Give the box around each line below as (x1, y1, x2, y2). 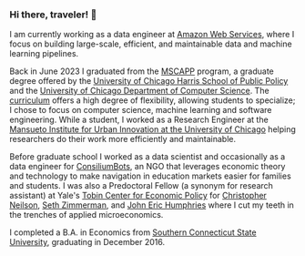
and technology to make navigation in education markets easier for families (9, 170, 291, 181)
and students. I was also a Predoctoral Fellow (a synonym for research (9, 180, 273, 191)
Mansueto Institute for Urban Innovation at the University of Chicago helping (9, 124, 296, 135)
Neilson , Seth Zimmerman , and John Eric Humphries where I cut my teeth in (9, 200, 294, 210)
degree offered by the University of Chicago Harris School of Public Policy (9, 76, 289, 87)
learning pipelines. (9, 48, 79, 59)
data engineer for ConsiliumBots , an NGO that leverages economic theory (9, 161, 286, 172)
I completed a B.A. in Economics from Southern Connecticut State (9, 227, 257, 238)
